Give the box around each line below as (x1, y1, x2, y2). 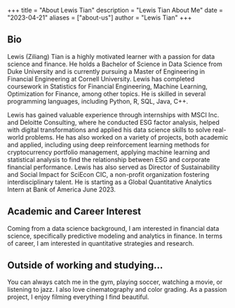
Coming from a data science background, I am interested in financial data (7, 224, 220, 232)
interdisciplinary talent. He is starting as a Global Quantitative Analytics (7, 178, 213, 186)
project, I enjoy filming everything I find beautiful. (7, 293, 149, 301)
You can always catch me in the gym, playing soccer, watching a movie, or (7, 278, 223, 286)
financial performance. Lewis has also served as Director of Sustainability (7, 163, 220, 171)
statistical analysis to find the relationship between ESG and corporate (7, 155, 210, 163)
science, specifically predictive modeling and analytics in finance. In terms (7, 232, 223, 240)
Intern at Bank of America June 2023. (7, 185, 116, 194)
